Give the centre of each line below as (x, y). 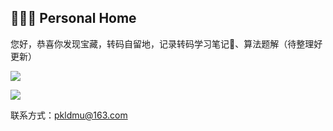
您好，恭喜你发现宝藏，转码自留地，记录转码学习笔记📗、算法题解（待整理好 (166, 43)
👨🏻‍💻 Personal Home (73, 18)
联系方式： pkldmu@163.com (69, 115)
